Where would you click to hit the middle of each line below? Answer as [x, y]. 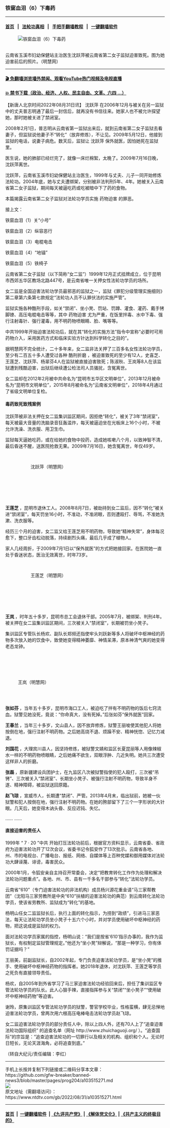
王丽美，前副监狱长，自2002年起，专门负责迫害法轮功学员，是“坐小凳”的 [81, 960]
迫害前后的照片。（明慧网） [33, 61]
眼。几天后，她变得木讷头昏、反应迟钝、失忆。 [54, 808]
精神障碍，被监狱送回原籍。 [43, 785]
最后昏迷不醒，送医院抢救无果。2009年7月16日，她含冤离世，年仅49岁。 [81, 446]
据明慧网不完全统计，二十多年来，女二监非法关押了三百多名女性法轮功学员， [85, 349]
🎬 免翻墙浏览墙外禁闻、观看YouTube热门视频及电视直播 [64, 79]
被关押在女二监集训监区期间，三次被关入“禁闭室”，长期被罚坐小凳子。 [78, 623]
